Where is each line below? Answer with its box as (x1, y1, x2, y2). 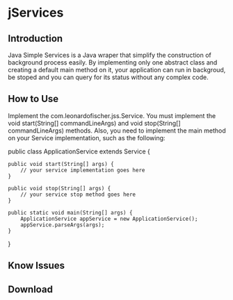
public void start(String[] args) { (8, 160, 114, 167)
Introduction (8, 33, 63, 44)
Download (8, 283, 53, 295)
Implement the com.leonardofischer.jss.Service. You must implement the (8, 111, 216, 119)
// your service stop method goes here (20, 191, 136, 198)
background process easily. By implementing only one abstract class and (8, 58, 218, 67)
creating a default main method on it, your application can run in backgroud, (8, 66, 226, 74)
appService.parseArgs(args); (20, 221, 105, 228)
